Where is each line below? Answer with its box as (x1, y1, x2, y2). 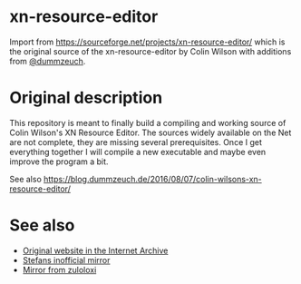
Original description (9, 88, 163, 108)
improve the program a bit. (9, 156, 109, 167)
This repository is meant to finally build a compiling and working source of (9, 117, 286, 128)
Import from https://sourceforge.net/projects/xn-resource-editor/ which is (9, 36, 286, 47)
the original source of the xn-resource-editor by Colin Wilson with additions (9, 45, 292, 56)
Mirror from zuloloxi (22, 264, 97, 275)
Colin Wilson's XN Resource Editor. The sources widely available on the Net (9, 127, 292, 138)
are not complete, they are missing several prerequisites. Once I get (9, 136, 263, 147)
